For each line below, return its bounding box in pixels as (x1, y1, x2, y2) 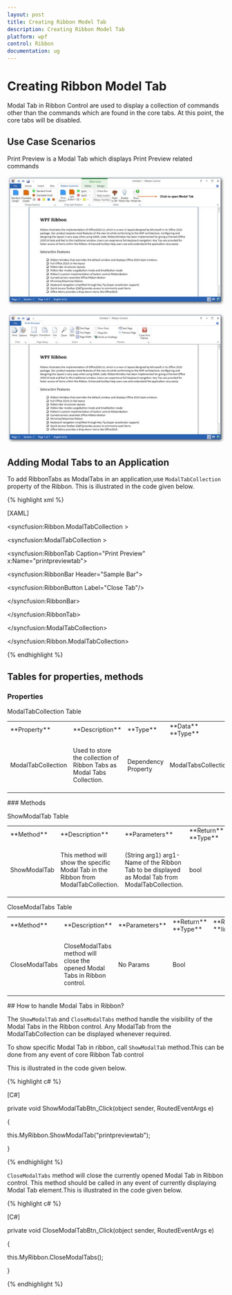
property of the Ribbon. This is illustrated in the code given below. (7, 482, 195, 491)
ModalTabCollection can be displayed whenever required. (7, 1029, 171, 1038)
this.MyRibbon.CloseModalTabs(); (7, 1253, 104, 1261)
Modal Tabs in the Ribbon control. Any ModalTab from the (7, 1022, 171, 1030)
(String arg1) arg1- (124, 850, 181, 859)
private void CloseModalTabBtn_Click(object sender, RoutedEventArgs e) (7, 1226, 215, 1234)
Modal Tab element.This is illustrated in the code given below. (7, 1186, 183, 1194)
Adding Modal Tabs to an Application (7, 457, 170, 469)
